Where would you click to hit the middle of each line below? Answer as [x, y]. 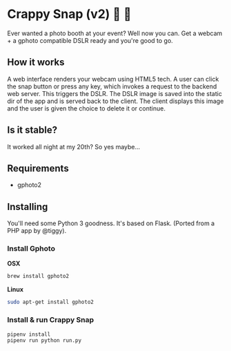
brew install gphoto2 [38, 276]
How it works [36, 63]
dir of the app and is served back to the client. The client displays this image [115, 101]
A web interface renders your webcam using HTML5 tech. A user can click [113, 79]
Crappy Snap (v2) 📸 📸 [70, 14]
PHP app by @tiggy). [37, 231]
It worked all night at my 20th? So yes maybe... [74, 146]
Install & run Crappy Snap [51, 320]
